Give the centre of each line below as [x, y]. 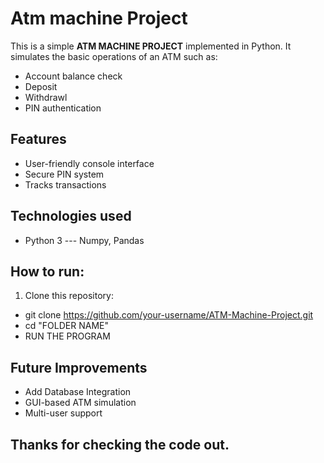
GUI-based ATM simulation [80, 403]
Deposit [41, 86]
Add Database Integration [78, 392]
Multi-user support [63, 413]
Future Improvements [79, 367]
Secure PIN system [64, 174]
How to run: [47, 271]
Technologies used [71, 216]
